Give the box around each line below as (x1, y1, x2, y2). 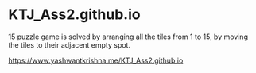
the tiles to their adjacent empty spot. (8, 40, 131, 49)
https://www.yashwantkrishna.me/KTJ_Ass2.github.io (8, 56, 184, 65)
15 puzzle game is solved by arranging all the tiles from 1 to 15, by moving (8, 32, 249, 41)
